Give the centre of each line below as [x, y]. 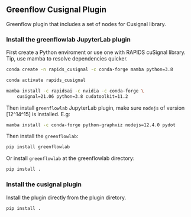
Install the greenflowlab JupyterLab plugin [69, 39]
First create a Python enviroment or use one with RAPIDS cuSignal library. [96, 52]
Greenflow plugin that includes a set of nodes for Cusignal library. [86, 24]
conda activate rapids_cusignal [46, 80]
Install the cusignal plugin [44, 184]
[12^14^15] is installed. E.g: [38, 114]
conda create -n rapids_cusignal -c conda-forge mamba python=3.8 [90, 70]
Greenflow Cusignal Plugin [56, 10]
